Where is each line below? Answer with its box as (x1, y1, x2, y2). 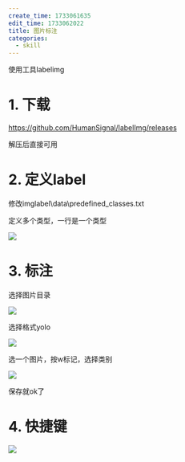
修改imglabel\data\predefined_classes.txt (8, 198, 145, 208)
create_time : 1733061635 (8, 11, 91, 20)
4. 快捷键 (8, 418, 68, 436)
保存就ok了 (8, 386, 46, 396)
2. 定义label (8, 170, 86, 189)
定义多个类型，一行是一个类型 (8, 216, 107, 225)
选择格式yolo (8, 322, 50, 332)
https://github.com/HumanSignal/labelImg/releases (8, 123, 178, 133)
